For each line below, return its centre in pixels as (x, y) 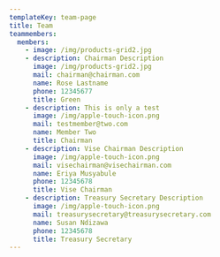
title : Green (57, 99)
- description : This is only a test (93, 108)
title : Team (31, 26)
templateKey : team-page (53, 17)
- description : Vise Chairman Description (104, 148)
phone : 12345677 (62, 91)
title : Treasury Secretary (82, 239)
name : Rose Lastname (70, 83)
